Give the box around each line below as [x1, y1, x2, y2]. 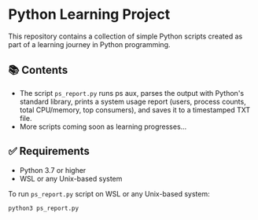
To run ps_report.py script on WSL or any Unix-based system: [8, 189, 210, 198]
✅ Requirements [8, 145, 90, 158]
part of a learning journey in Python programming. [8, 39, 171, 49]
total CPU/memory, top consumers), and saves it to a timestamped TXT [19, 104, 251, 115]
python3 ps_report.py [8, 204, 79, 212]
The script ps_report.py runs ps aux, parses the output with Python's [19, 88, 245, 97]
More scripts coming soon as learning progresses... [19, 122, 187, 131]
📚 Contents [8, 64, 68, 77]
